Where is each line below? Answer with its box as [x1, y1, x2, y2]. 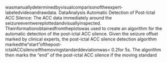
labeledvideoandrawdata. [5, 9, 57, 15]
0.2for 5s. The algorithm [111, 47, 161, 52]
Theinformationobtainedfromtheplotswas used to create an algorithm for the [5, 25, 162, 31]
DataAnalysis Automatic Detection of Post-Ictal [58, 9, 155, 15]
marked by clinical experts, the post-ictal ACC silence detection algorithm [5, 36, 157, 42]
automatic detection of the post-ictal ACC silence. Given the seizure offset [5, 31, 158, 36]
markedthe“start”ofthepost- [5, 41, 62, 47]
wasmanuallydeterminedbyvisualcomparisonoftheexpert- [5, 4, 123, 10]
